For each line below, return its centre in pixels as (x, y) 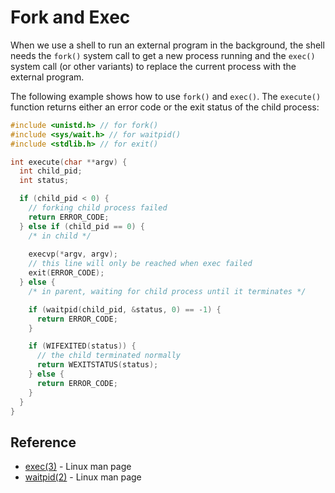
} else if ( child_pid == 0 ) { (82, 226)
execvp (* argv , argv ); (73, 254)
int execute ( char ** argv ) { (69, 162)
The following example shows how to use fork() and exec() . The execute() (166, 96)
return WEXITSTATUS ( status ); (97, 365)
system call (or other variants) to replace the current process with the (153, 66)
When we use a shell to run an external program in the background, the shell (167, 45)
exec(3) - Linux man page (78, 467)
